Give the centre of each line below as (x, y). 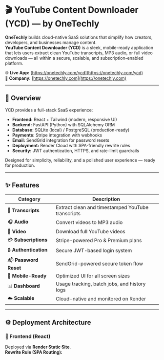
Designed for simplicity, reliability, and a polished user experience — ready (80, 160)
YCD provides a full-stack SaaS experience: (49, 110)
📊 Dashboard (24, 286)
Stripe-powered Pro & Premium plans (99, 241)
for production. (20, 165)
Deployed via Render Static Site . (38, 347)
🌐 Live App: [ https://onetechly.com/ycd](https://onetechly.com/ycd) (74, 72)
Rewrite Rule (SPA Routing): (34, 352)
